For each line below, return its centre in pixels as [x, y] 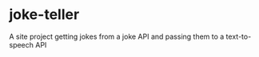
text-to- [239, 36]
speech [22, 44]
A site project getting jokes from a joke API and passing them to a [117, 36]
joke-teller [44, 15]
